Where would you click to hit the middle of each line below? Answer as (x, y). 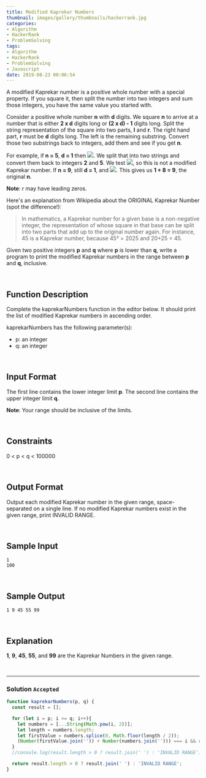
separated (19, 508)
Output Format (35, 487)
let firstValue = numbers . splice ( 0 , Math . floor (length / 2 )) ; (98, 736)
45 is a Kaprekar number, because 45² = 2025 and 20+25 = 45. (102, 238)
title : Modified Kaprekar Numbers (51, 12)
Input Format (32, 377)
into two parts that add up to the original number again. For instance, (108, 232)
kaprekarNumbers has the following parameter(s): (70, 328)
